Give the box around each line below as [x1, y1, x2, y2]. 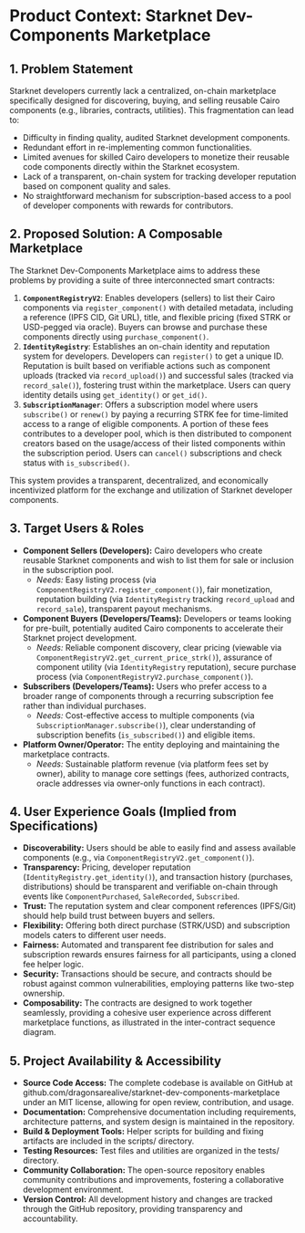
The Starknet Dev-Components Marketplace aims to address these [9, 265, 261, 276]
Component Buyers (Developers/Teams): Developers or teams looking [22, 612, 292, 623]
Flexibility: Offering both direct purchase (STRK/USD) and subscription [22, 920, 290, 931]
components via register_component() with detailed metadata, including [22, 302, 294, 313]
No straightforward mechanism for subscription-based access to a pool [22, 191, 291, 201]
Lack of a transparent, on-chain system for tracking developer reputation [22, 171, 297, 182]
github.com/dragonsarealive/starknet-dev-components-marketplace [22, 1087, 280, 1098]
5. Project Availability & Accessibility [9, 1053, 221, 1069]
